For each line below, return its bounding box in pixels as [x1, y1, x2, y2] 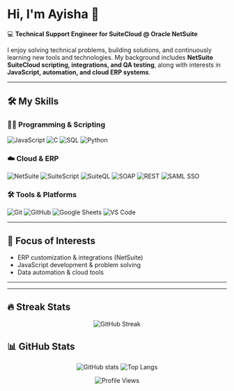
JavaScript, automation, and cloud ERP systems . [7, 67, 151, 76]
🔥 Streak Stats [7, 301, 71, 313]
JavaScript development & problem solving [17, 261, 141, 269]
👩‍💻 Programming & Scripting [7, 120, 106, 129]
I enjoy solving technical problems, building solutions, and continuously [7, 45, 212, 54]
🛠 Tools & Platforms [7, 189, 77, 199]
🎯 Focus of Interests [7, 234, 96, 246]
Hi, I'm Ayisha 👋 [7, 6, 100, 22]
